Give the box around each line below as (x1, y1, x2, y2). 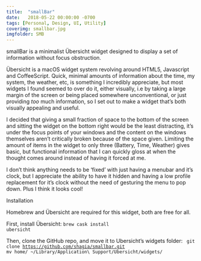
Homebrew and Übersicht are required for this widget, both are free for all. (6, 209, 191, 216)
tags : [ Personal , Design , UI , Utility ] (6, 20, 107, 26)
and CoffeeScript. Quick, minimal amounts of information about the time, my (6, 72, 195, 80)
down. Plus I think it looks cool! (6, 185, 83, 193)
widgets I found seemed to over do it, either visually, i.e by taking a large (6, 85, 186, 92)
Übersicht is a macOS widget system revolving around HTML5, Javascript (6, 66, 190, 73)
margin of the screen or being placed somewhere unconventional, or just (6, 92, 187, 99)
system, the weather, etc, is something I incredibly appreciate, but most (6, 79, 184, 86)
